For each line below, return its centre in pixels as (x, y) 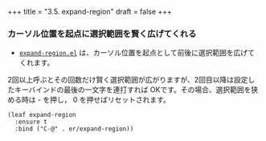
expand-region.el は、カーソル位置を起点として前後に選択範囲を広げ (133, 53)
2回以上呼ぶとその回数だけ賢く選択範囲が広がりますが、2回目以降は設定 (128, 80)
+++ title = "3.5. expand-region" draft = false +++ (90, 12)
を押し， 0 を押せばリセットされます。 (106, 100)
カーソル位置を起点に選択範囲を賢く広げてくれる (102, 34)
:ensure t (31, 122)
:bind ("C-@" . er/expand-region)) (74, 129)
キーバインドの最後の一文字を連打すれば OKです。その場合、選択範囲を (133, 90)
